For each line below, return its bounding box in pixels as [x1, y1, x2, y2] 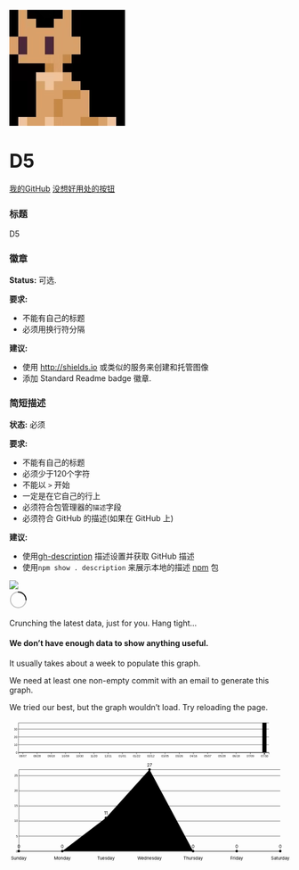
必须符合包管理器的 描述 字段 [21, 501, 122, 512]
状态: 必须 [9, 418, 46, 429]
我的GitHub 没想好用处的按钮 [9, 183, 116, 194]
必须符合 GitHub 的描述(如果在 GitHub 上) [21, 512, 174, 523]
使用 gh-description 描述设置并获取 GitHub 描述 [21, 551, 195, 561]
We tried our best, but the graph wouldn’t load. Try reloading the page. [9, 702, 269, 713]
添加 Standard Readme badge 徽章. [21, 372, 152, 384]
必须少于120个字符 [21, 468, 91, 478]
